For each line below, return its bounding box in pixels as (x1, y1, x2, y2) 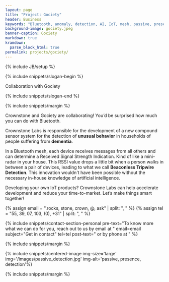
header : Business (5, 17, 42, 22)
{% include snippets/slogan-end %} (5, 93, 79, 99)
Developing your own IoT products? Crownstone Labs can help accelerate (5, 185, 158, 191)
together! (5, 195, 24, 201)
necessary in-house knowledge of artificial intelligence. (5, 175, 121, 181)
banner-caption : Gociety (5, 31, 57, 36)
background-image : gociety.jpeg (5, 26, 73, 31)
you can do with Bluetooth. (5, 118, 61, 124)
